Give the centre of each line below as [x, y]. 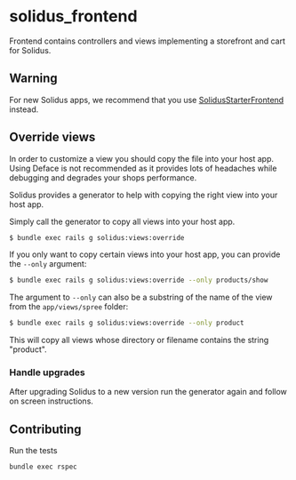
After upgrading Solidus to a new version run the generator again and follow [148, 392]
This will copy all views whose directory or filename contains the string [139, 340]
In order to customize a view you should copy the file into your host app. [141, 158]
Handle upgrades [48, 372]
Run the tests [33, 451]
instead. [24, 109]
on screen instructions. [51, 401]
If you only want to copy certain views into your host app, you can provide [145, 254]
